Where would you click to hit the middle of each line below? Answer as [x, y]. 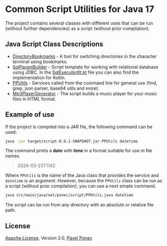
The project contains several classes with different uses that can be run [79, 23]
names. [13, 156]
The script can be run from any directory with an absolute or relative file [79, 205]
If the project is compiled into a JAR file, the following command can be [79, 127]
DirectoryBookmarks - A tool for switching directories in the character [85, 56]
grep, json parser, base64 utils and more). [56, 88]
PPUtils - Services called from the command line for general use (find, [85, 83]
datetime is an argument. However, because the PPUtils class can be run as [84, 181]
